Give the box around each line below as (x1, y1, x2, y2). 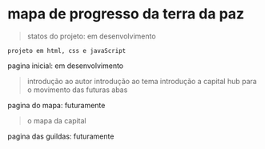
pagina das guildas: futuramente (7, 131, 114, 141)
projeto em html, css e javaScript (7, 46, 126, 54)
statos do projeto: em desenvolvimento (26, 31, 157, 41)
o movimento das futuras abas (26, 85, 128, 95)
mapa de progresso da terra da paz (7, 5, 245, 23)
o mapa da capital (26, 115, 86, 125)
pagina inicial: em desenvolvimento (7, 61, 124, 70)
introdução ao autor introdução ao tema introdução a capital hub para (26, 76, 257, 86)
